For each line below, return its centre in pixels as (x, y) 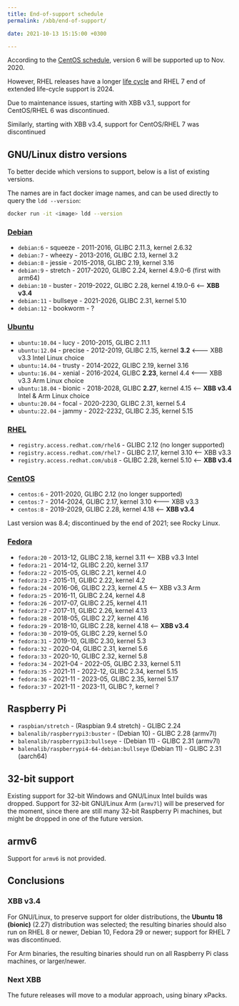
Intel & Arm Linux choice (54, 395)
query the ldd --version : (44, 201)
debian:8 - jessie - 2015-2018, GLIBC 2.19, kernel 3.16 (96, 263)
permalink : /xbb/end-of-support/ (57, 21)
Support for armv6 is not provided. (57, 858)
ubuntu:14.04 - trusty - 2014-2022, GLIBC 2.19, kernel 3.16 (103, 365)
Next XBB (24, 980)
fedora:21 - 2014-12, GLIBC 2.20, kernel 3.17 (83, 564)
